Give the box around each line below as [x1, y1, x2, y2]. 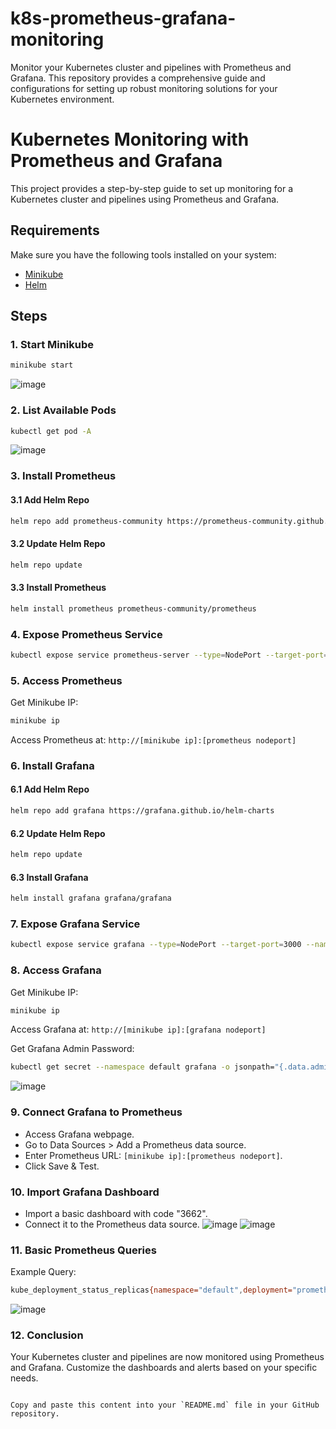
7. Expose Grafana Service [10, 917, 141, 931]
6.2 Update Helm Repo [10, 827, 106, 839]
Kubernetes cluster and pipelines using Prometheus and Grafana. [10, 193, 280, 205]
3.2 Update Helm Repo [10, 538, 106, 550]
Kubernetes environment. [10, 93, 115, 105]
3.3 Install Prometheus [10, 582, 107, 594]
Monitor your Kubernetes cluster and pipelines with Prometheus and [10, 61, 292, 73]
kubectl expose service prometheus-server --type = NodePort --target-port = [10, 650, 329, 660]
